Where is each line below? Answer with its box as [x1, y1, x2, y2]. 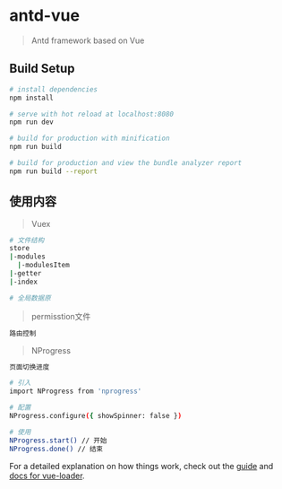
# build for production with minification [9, 134, 170, 144]
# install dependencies [9, 84, 98, 94]
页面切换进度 [9, 362, 50, 371]
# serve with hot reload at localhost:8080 [9, 109, 175, 118]
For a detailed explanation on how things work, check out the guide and [9, 460, 274, 471]
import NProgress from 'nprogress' [9, 387, 142, 396]
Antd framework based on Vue [30, 35, 145, 46]
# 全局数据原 [9, 293, 51, 302]
